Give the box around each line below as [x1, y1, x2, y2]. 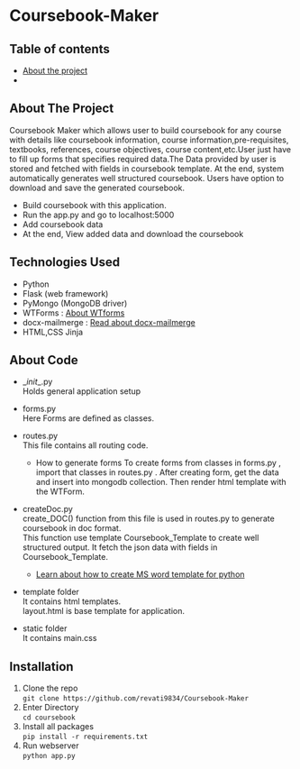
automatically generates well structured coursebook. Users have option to [9, 172, 285, 183]
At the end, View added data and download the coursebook [22, 228, 244, 239]
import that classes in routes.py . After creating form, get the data [35, 467, 279, 478]
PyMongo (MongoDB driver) [22, 298, 128, 308]
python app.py [22, 752, 76, 761]
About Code [9, 352, 78, 368]
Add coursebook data [22, 218, 104, 230]
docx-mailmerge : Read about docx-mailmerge [22, 316, 195, 327]
